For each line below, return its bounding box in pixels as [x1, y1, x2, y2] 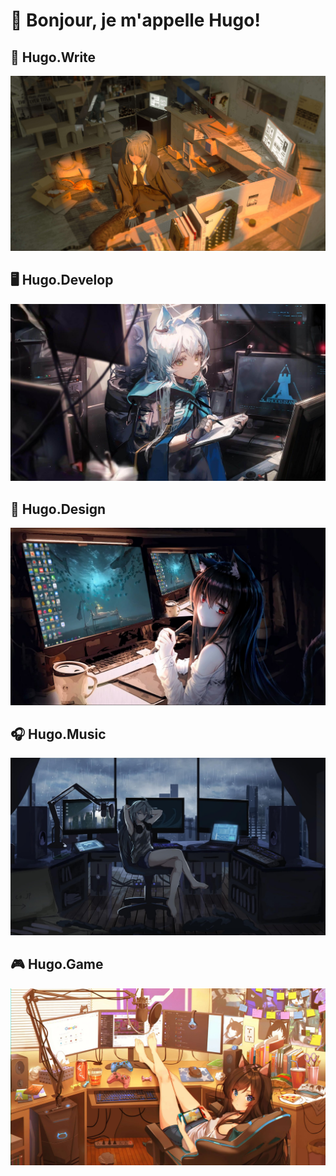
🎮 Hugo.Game [10, 956, 104, 973]
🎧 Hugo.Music [10, 726, 107, 743]
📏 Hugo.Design [10, 500, 107, 518]
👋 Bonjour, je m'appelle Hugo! [10, 9, 261, 32]
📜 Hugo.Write [10, 49, 97, 66]
